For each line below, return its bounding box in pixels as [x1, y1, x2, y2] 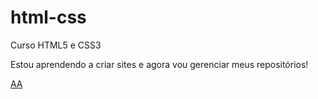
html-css [10, 6, 87, 29]
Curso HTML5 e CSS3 [10, 39, 102, 51]
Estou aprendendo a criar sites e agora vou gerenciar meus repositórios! [10, 58, 309, 70]
